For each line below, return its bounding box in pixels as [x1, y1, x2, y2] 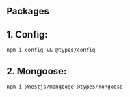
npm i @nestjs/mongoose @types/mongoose [6, 83, 124, 91]
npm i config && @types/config [6, 47, 96, 54]
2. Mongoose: [6, 65, 67, 77]
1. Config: [6, 29, 49, 40]
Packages [6, 5, 49, 17]
